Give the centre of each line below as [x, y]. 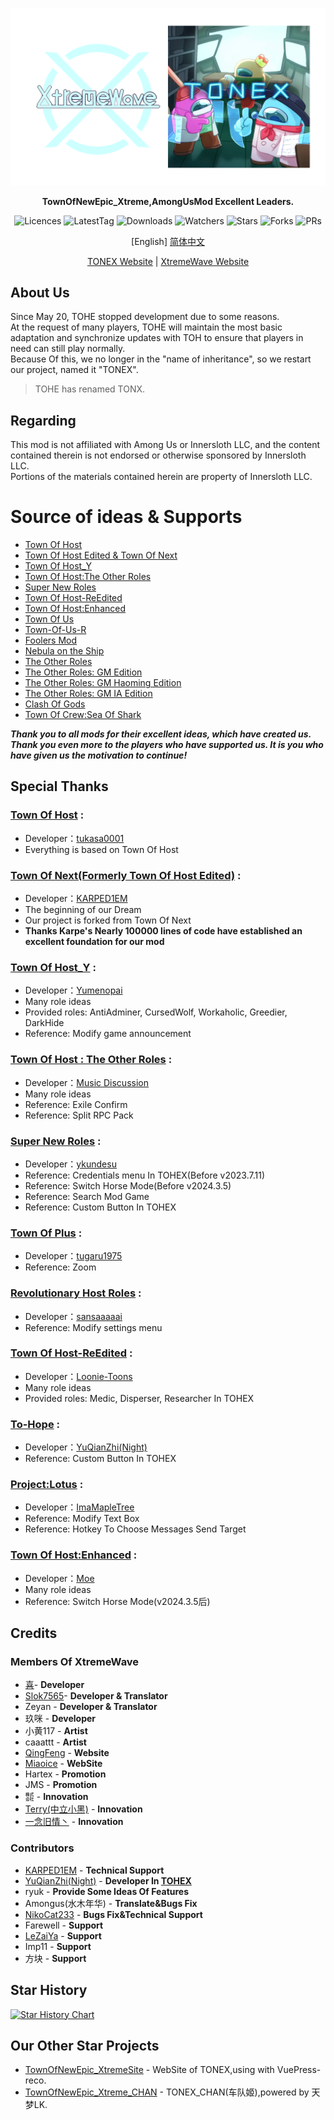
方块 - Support [55, 1958]
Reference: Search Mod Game [87, 1196]
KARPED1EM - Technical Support [94, 1870]
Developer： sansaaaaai [73, 1316]
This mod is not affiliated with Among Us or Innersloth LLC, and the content [165, 445]
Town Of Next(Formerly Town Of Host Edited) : [126, 875]
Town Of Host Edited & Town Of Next [101, 555]
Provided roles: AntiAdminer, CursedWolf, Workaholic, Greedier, [156, 1012]
